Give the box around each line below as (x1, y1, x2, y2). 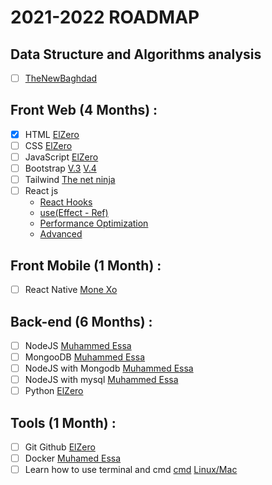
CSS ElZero (24, 139, 73, 151)
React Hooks (39, 196, 93, 208)
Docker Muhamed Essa (24, 452, 122, 465)
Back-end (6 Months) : (10, 313, 153, 330)
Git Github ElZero (24, 441, 96, 453)
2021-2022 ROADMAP (10, 6, 200, 29)
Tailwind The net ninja (24, 174, 116, 186)
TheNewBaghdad (24, 72, 98, 84)
